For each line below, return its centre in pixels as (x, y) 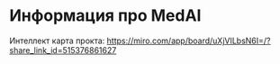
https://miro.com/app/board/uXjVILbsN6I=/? (189, 41)
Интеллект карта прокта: (57, 41)
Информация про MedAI (105, 16)
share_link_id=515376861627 (63, 50)
